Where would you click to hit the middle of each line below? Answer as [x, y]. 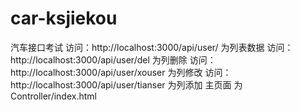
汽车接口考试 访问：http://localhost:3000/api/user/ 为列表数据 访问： [152, 47]
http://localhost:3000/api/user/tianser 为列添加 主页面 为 [126, 84]
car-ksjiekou [64, 18]
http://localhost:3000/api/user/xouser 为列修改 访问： [121, 72]
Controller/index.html [53, 96]
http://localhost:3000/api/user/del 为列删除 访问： [113, 59]
